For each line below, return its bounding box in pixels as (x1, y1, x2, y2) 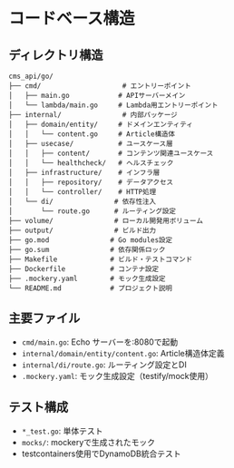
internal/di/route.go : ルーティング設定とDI (21, 359, 187, 370)
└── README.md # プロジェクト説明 (8, 284, 173, 293)
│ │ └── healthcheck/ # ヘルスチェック (8, 159, 174, 168)
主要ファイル (8, 310, 81, 327)
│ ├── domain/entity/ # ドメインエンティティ (8, 120, 194, 129)
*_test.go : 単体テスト (21, 425, 103, 436)
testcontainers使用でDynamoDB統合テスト (21, 448, 181, 459)
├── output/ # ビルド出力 (8, 226, 156, 235)
